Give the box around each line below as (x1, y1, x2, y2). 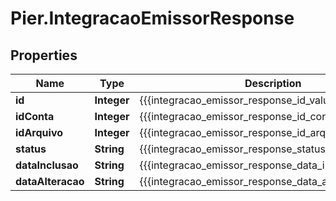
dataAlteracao (15, 175, 85, 188)
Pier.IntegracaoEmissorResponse (10, 7, 295, 30)
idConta (15, 110, 55, 123)
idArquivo (15, 126, 63, 139)
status (15, 142, 47, 156)
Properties (10, 47, 78, 64)
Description (244, 77, 302, 90)
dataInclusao (15, 158, 79, 172)
